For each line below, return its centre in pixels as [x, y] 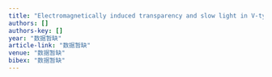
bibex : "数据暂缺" [37, 61]
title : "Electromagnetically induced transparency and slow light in [128, 16]
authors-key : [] [36, 30]
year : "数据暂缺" [35, 38]
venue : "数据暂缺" [37, 53]
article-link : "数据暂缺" [50, 46]
